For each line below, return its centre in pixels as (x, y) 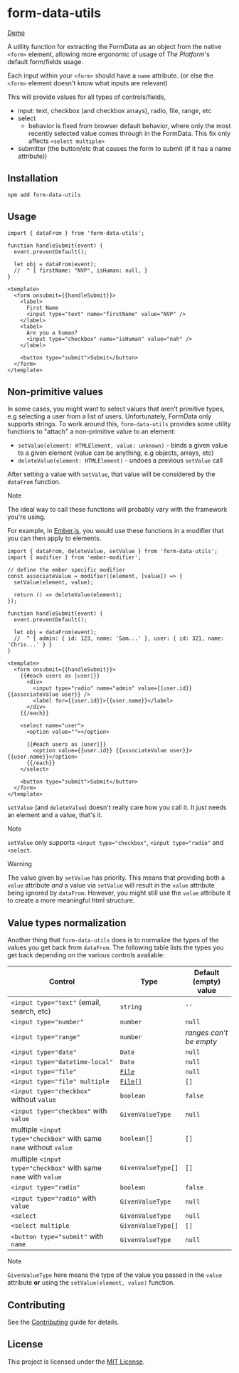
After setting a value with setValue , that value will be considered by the (111, 474)
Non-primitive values (55, 392)
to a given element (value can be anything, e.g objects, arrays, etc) (116, 453)
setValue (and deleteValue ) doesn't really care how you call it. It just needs (117, 808)
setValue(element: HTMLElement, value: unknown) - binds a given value (122, 446)
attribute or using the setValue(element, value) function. (91, 1283)
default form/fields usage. (46, 61)
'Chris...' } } (30, 645)
